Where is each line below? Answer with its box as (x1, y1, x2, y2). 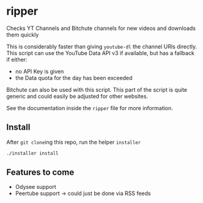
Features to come (6, 167, 75, 178)
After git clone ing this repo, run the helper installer (6, 138, 141, 146)
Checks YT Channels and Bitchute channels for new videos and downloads (6, 24, 196, 32)
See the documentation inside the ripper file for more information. (6, 104, 173, 111)
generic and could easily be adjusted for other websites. (6, 92, 149, 100)
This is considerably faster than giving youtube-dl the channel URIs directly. (6, 43, 197, 50)
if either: (6, 56, 28, 63)
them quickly (6, 31, 39, 38)
